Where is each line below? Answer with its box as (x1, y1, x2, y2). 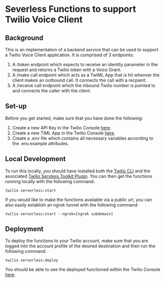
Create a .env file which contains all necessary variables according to (12, 135, 154, 141)
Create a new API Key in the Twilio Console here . (12, 124, 112, 130)
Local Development (5, 155, 66, 163)
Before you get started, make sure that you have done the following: (5, 115, 143, 121)
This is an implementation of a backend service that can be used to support (5, 47, 159, 52)
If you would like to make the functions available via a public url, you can (5, 197, 152, 202)
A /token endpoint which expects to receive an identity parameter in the (12, 62, 158, 67)
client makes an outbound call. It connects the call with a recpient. (12, 78, 147, 83)
